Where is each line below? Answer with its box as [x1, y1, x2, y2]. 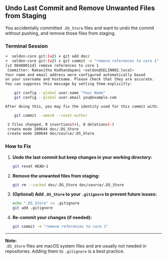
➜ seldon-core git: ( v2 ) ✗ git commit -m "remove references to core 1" [5, 58, 159, 64]
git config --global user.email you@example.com [14, 95, 117, 100]
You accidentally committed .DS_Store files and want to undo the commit [5, 25, 155, 31]
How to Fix [5, 143, 31, 150]
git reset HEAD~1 [12, 164, 49, 169]
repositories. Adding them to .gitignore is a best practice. [5, 248, 125, 255]
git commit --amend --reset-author [14, 113, 88, 118]
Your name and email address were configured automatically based [5, 72, 146, 77]
